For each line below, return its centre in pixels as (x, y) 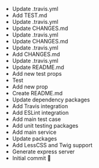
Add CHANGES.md (36, 54)
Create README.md (37, 93)
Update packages (35, 139)
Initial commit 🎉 (31, 158)
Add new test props (37, 74)
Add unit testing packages (45, 126)
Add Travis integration (40, 106)
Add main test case (36, 119)
